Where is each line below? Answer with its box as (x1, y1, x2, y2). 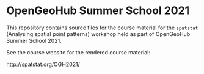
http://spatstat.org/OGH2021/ (6, 61, 81, 68)
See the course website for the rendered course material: (6, 48, 151, 56)
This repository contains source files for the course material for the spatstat (6, 24, 199, 31)
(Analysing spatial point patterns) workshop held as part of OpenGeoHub (6, 30, 191, 37)
